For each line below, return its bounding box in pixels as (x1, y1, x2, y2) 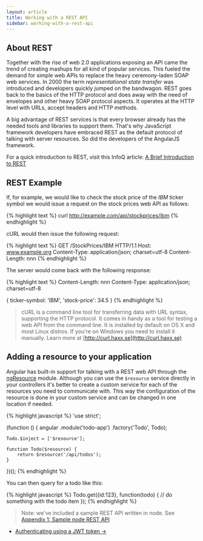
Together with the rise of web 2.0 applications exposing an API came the (6, 59, 188, 66)
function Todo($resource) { (6, 446, 78, 452)
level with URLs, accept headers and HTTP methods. (6, 104, 138, 111)
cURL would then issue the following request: (6, 230, 119, 237)
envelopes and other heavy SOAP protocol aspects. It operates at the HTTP (6, 98, 195, 105)
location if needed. (6, 400, 53, 407)
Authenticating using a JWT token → (15, 527, 107, 535)
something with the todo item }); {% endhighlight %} (6, 497, 138, 505)
